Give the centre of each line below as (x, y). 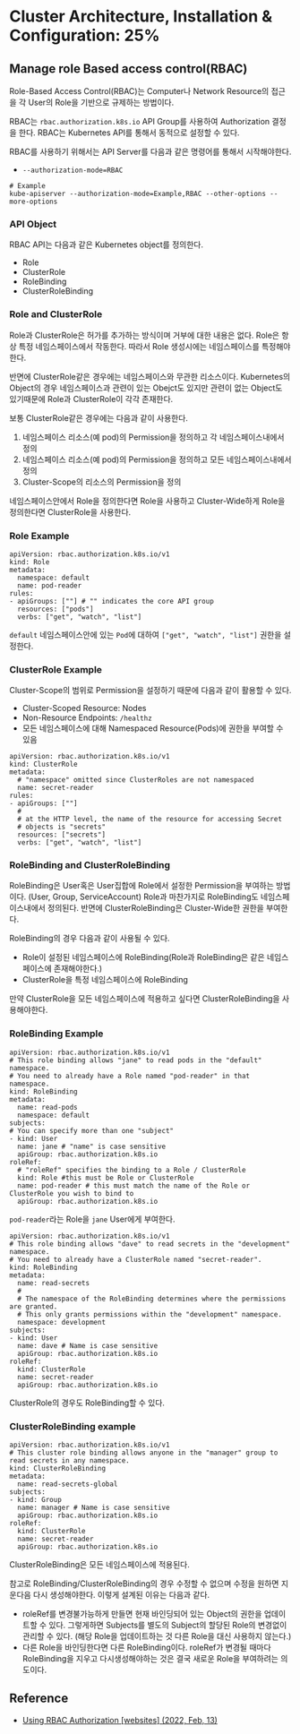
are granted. (34, 1306)
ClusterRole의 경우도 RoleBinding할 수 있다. (87, 1403)
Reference (39, 1699)
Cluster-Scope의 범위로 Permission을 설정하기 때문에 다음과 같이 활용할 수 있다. (150, 691)
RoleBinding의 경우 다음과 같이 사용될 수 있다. (90, 939)
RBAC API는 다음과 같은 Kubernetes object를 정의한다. (107, 245)
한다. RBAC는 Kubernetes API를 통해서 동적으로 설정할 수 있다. (129, 133)
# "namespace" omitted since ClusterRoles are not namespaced (136, 780)
